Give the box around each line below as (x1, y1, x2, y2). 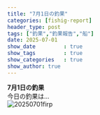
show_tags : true (7, 50, 83, 57)
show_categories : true (7, 56, 83, 63)
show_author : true (7, 63, 61, 70)
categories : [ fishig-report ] (7, 17, 92, 24)
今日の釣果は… (7, 92, 50, 100)
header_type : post (7, 23, 61, 30)
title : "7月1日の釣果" (7, 10, 69, 18)
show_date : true (7, 43, 83, 50)
